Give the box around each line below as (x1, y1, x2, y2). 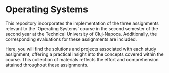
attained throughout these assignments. (5, 62, 89, 68)
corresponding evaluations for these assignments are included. (5, 36, 137, 42)
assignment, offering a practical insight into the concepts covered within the (5, 51, 164, 57)
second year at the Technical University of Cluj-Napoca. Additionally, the (5, 31, 157, 37)
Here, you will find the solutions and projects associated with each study (5, 46, 157, 52)
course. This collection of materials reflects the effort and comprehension (5, 56, 159, 62)
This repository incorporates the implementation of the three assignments (5, 20, 159, 26)
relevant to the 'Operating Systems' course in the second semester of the (5, 25, 158, 31)
